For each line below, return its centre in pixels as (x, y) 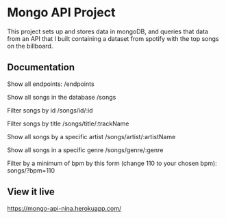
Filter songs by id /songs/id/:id (50, 110)
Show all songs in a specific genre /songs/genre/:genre (85, 150)
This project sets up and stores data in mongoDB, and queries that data (108, 31)
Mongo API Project (61, 13)
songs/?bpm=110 (31, 170)
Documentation (41, 67)
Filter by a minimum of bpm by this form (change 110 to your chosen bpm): (112, 163)
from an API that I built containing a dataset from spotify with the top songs (113, 38)
